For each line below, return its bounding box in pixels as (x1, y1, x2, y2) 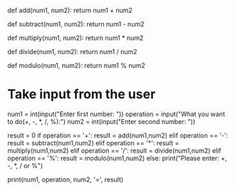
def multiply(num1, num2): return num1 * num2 (7, 33, 144, 42)
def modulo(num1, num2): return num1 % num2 (7, 61, 146, 70)
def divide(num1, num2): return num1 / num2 (7, 48, 137, 56)
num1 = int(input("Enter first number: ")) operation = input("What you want (7, 110, 226, 118)
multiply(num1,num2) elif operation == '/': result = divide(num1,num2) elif (7, 146, 222, 155)
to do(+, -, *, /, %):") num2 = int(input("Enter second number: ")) (7, 117, 196, 125)
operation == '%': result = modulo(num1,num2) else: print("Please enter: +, (7, 153, 227, 162)
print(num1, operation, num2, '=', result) (7, 175, 124, 184)
